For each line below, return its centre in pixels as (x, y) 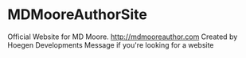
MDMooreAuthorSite (78, 15)
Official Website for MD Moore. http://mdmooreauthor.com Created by (123, 37)
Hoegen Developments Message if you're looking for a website (111, 44)
